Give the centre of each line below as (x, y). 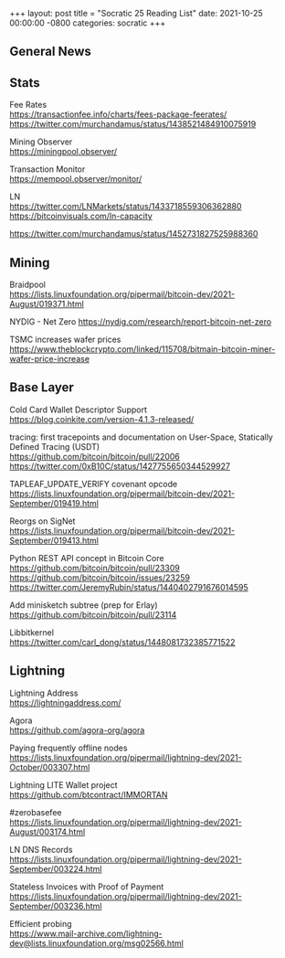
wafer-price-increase (49, 359)
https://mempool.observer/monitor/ (76, 179)
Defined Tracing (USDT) (55, 446)
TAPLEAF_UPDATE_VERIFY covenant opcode (94, 484)
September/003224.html (56, 868)
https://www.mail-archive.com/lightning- (86, 933)
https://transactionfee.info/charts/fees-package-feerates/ (118, 114)
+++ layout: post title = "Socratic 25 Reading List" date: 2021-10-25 (136, 13)
